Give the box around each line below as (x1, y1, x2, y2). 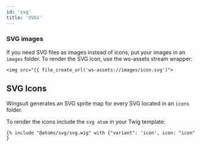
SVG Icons (6, 84, 47, 94)
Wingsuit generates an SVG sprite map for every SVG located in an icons (6, 99, 189, 107)
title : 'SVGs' (6, 15, 43, 21)
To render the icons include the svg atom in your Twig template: (6, 118, 166, 125)
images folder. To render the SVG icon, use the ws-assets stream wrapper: (6, 55, 192, 62)
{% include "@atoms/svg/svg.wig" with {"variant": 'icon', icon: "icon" (6, 129, 196, 136)
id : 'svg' (6, 9, 32, 15)
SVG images (6, 35, 44, 43)
